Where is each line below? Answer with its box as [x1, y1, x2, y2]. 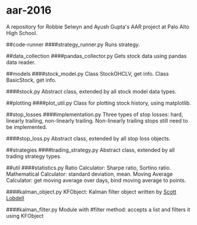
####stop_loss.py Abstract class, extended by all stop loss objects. [6, 134, 170, 142]
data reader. [6, 59, 36, 66]
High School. [6, 29, 38, 36]
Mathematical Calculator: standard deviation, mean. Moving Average [6, 170, 173, 178]
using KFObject [6, 212, 44, 219]
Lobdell [6, 194, 25, 201]
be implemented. [6, 123, 47, 130]
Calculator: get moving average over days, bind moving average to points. [6, 176, 186, 184]
